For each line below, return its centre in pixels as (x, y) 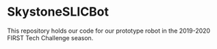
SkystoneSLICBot (58, 12)
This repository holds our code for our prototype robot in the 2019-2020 (109, 31)
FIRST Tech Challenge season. (50, 37)
